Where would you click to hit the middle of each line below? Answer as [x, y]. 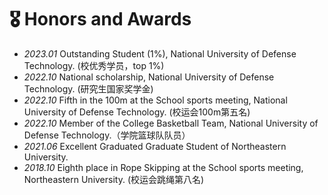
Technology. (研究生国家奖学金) [88, 88]
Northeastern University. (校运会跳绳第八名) [114, 179]
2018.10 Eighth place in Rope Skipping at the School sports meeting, [163, 167]
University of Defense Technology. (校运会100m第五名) [137, 112]
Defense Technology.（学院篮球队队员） [107, 135]
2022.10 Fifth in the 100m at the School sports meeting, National [155, 100]
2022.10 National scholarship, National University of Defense [149, 77]
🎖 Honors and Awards [100, 19]
